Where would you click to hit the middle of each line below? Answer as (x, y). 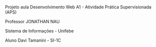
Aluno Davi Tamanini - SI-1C (33, 40)
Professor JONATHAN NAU (32, 22)
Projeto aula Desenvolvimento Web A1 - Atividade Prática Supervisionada (78, 7)
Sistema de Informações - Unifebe (39, 31)
